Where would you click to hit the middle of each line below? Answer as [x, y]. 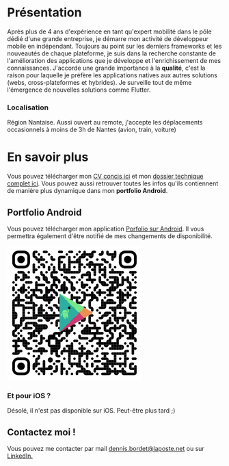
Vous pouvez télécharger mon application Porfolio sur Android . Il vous [106, 229]
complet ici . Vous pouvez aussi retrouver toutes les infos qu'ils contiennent [113, 183]
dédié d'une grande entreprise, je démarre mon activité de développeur [108, 38]
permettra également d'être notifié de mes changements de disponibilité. [110, 236]
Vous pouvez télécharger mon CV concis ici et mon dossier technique [105, 177]
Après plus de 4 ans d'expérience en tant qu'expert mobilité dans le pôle [109, 31]
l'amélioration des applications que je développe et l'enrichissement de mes [114, 60]
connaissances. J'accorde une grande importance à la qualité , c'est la [106, 68]
